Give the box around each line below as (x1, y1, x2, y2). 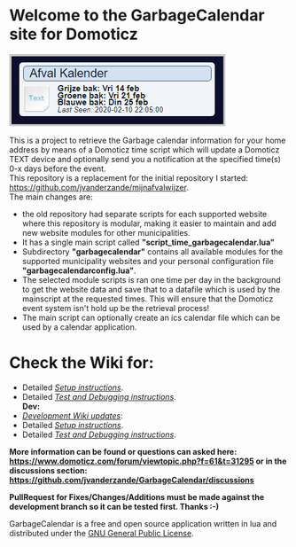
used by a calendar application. (21, 321, 137, 332)
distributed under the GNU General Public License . (9, 527, 194, 538)
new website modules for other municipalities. (21, 227, 191, 238)
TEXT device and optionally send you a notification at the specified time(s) (9, 153, 282, 164)
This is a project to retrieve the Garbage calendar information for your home (9, 135, 286, 145)
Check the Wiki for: (9, 353, 154, 373)
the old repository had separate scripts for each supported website (21, 208, 268, 219)
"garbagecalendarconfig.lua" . (21, 265, 136, 276)
